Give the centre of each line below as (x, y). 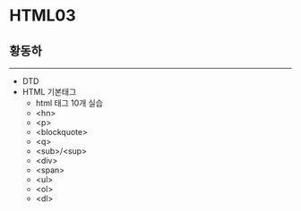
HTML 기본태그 (49, 92)
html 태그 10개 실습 (69, 103)
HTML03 (43, 16)
